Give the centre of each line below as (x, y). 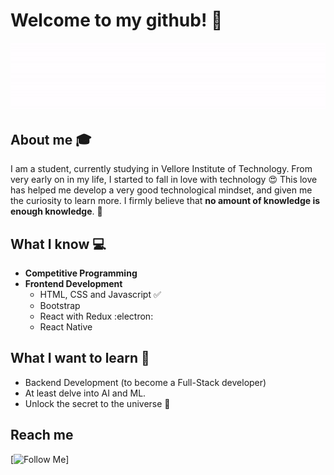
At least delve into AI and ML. (85, 393)
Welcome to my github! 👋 (116, 20)
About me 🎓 (51, 139)
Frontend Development (73, 283)
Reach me (42, 435)
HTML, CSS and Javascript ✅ (100, 294)
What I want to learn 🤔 (80, 358)
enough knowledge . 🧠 (56, 211)
